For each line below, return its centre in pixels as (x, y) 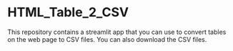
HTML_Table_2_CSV (68, 12)
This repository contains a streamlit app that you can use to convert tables (117, 32)
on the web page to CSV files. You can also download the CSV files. (107, 39)
